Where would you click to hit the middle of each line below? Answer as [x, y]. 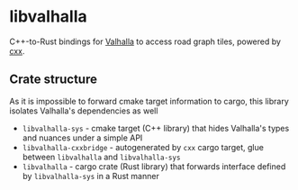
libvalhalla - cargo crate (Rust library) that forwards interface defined [154, 166]
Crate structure [53, 80]
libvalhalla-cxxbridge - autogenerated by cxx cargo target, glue [143, 147]
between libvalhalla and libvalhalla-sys [101, 157]
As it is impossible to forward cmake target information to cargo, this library [149, 101]
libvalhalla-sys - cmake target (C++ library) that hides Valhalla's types [156, 128]
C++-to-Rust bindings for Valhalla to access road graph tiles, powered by [145, 41]
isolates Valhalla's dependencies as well [84, 111]
